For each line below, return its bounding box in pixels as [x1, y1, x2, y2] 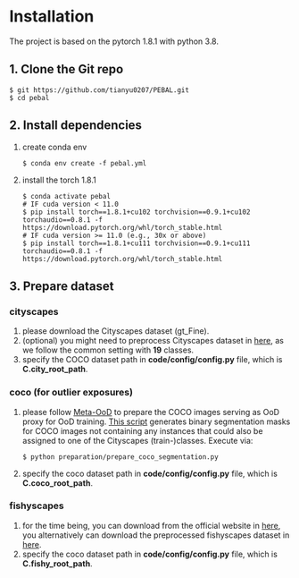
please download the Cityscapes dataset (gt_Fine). [21, 326, 210, 336]
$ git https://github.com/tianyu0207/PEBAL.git [9, 85, 190, 95]
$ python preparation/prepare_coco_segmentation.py [21, 452, 219, 462]
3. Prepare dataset [9, 278, 114, 293]
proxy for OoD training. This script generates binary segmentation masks [21, 416, 291, 427]
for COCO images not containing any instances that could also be [21, 425, 263, 436]
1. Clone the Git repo [9, 62, 124, 77]
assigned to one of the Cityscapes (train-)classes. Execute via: [21, 435, 253, 446]
